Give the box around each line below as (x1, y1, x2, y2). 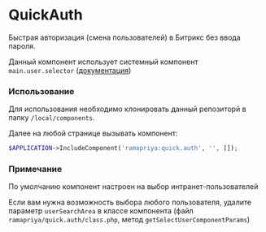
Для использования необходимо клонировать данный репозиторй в (8, 104, 246, 114)
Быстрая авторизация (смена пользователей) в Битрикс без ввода (8, 32, 242, 42)
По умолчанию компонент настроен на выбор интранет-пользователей (8, 182, 259, 191)
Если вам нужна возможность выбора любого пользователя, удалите (8, 197, 252, 208)
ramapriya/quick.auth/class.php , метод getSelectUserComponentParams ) (8, 215, 251, 225)
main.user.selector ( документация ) (8, 65, 132, 75)
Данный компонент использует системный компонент (8, 57, 198, 67)
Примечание (8, 164, 63, 175)
